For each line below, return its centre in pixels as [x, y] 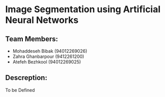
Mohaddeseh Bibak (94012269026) [50, 51]
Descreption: [26, 78]
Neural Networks [42, 20]
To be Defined [20, 90]
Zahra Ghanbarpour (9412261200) [48, 56]
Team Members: [32, 39]
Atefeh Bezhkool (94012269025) [47, 62]
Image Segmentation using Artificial [83, 9]
